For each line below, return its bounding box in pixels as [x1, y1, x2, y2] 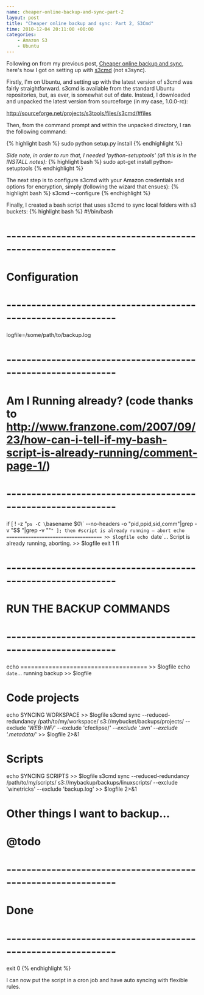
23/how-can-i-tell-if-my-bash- [6, 432, 167, 446]
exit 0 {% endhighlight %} [6, 964, 71, 972]
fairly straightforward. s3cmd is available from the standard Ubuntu [6, 84, 175, 92]
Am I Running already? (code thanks [6, 394, 194, 407]
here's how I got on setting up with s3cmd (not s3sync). [6, 66, 147, 73]
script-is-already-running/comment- [6, 446, 198, 459]
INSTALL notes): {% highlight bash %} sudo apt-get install [6, 158, 152, 165]
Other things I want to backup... [6, 807, 171, 820]
